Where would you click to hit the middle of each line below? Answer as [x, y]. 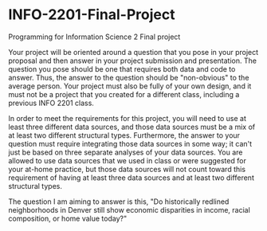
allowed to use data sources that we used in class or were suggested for [128, 160]
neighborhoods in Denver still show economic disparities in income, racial [130, 209]
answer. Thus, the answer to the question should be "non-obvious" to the [129, 77]
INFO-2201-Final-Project [92, 15]
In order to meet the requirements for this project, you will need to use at [128, 118]
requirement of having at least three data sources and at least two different [132, 178]
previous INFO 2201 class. [51, 103]
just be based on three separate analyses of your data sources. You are [126, 152]
